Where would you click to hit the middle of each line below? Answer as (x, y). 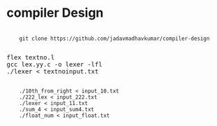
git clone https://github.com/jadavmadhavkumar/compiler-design (114, 38)
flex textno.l (31, 57)
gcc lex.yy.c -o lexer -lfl (54, 64)
